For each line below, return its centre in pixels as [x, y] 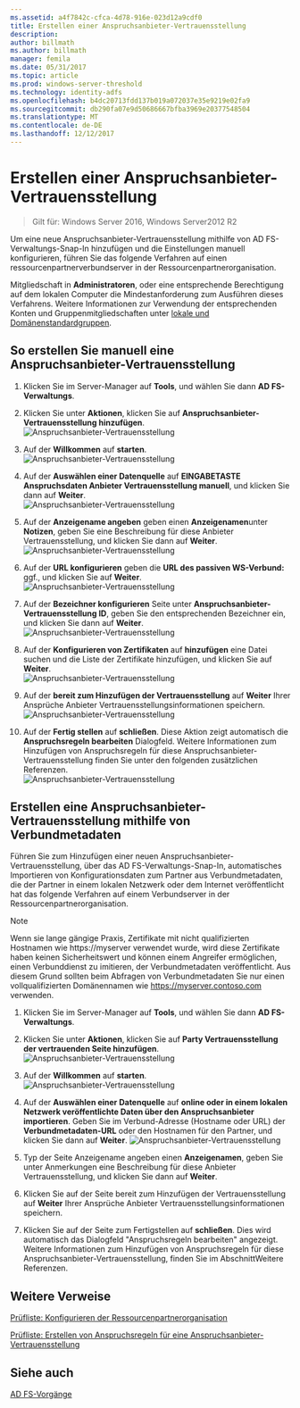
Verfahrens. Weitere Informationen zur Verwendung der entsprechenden [144, 304]
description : [34, 34]
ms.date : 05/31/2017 [49, 68]
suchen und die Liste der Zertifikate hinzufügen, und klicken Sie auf [147, 659]
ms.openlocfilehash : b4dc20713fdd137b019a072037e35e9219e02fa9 [130, 100]
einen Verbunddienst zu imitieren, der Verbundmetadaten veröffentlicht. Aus [150, 967]
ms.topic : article [44, 76]
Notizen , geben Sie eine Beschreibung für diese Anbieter [129, 531]
